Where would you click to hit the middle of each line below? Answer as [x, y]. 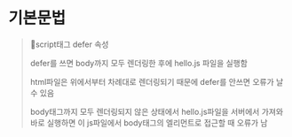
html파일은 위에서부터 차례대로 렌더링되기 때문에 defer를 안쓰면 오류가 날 [157, 81]
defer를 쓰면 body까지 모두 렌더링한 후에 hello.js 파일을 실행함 [138, 63]
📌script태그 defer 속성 [69, 44]
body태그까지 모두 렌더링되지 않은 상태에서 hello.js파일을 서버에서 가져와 [157, 111]
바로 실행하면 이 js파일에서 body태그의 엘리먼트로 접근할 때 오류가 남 [149, 122]
